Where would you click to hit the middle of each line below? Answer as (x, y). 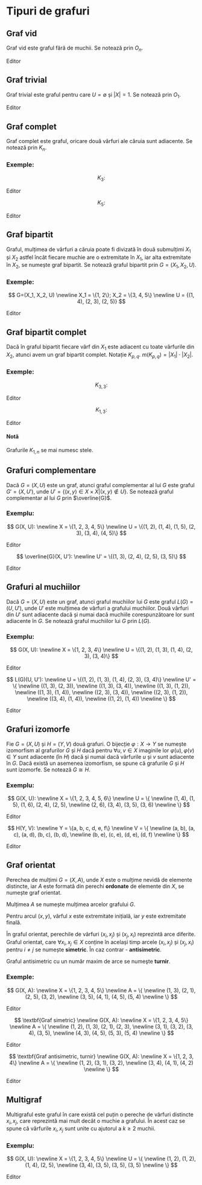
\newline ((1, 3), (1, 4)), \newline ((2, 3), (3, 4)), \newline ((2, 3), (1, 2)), (101, 692)
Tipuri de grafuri (48, 11)
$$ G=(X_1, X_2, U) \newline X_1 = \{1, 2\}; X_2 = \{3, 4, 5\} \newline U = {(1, (101, 295)
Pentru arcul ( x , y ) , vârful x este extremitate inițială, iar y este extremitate (96, 916)
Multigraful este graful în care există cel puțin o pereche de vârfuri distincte (100, 1114)
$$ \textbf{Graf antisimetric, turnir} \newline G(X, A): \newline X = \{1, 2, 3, (101, 1056)
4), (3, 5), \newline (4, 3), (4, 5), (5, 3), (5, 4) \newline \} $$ (101, 1033)
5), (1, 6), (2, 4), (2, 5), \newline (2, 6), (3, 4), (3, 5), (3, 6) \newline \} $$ (101, 805)
